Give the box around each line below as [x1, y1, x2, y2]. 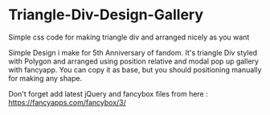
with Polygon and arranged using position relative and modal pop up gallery [8, 56, 260, 66]
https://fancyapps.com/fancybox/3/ [8, 97, 127, 107]
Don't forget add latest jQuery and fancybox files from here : [8, 88, 209, 98]
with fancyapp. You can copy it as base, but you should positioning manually [8, 64, 262, 74]
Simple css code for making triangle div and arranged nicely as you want [8, 32, 250, 42]
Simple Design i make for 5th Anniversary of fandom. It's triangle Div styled [8, 47, 258, 57]
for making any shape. [8, 73, 83, 83]
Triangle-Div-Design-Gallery [8, 6, 203, 24]
